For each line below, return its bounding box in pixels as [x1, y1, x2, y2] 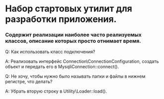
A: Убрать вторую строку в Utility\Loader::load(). [5, 88, 107, 95]
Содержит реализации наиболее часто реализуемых [5, 31, 142, 38]
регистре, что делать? [5, 79, 53, 85]
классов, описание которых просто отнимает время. [5, 38, 142, 45]
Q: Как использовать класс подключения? [5, 49, 95, 55]
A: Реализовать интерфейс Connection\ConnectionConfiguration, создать [5, 58, 159, 65]
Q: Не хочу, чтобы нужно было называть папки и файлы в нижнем [5, 73, 146, 80]
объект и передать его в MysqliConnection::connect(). [5, 64, 119, 70]
